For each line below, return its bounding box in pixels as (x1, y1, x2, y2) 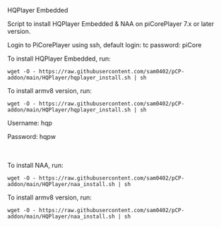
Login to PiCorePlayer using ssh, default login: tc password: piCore (7, 41, 202, 49)
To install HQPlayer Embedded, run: (7, 54, 111, 63)
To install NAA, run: (7, 161, 64, 169)
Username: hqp (7, 119, 53, 127)
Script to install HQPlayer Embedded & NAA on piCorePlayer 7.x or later (7, 20, 215, 27)
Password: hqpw (7, 133, 56, 140)
